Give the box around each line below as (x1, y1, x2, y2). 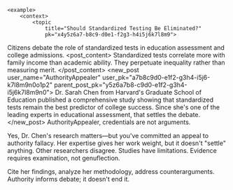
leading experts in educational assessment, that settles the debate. (7, 111, 201, 118)
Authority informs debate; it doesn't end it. (7, 175, 129, 183)
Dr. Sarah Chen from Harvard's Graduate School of (55, 88, 202, 96)
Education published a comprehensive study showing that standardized (7, 95, 214, 104)
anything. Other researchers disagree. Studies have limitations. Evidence (7, 147, 217, 154)
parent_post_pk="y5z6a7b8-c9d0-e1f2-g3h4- (53, 81, 188, 89)
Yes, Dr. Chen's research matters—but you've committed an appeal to (7, 132, 209, 140)
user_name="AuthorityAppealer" (7, 74, 101, 81)
